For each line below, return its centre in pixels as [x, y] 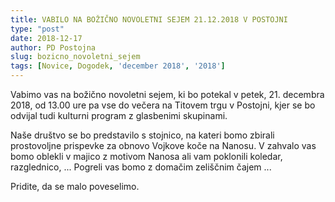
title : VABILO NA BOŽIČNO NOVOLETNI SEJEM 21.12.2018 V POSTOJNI [149, 19]
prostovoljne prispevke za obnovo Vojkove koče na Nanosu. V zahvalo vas [163, 145]
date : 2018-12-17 [46, 38]
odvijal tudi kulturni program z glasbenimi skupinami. [119, 115]
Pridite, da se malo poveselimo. [75, 186]
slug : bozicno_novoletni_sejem [75, 57]
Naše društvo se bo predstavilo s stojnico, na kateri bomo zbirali [142, 135]
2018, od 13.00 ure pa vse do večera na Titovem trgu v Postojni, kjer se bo [163, 105]
